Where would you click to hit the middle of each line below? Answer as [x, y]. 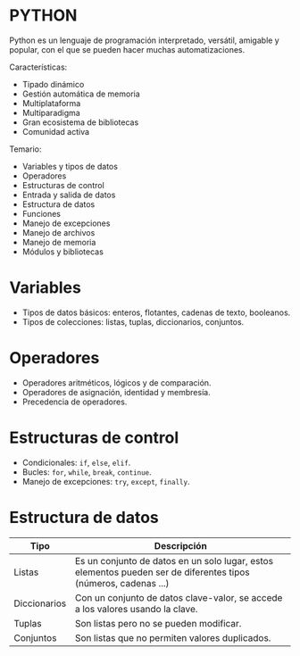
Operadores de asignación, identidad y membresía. [117, 392]
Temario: [25, 149]
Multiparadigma [51, 112]
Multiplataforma [51, 103]
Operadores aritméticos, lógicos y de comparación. [117, 382]
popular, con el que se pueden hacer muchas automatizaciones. [127, 49]
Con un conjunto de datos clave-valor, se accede [179, 597]
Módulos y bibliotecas [63, 252]
